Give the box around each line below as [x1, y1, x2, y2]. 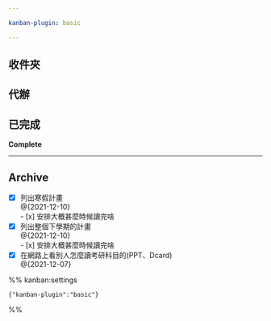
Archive [8, 170, 49, 184]
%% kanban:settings [8, 275, 78, 285]
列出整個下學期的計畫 [19, 222, 91, 231]
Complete [8, 140, 43, 149]
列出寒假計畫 [19, 193, 63, 202]
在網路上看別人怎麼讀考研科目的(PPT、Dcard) [19, 251, 173, 261]
